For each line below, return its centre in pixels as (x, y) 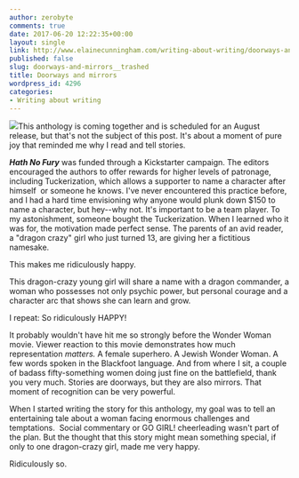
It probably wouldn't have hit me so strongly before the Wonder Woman (140, 335)
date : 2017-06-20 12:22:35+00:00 (71, 34)
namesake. (29, 247)
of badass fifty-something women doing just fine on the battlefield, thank (143, 373)
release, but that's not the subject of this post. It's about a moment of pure (145, 136)
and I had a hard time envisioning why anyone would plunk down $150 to (142, 200)
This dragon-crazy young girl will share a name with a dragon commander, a (149, 282)
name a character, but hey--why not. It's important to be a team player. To (145, 210)
